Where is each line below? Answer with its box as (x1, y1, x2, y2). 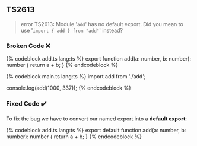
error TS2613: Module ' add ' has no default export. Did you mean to (20, 20, 184, 27)
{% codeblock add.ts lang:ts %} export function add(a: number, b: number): (6, 55, 192, 62)
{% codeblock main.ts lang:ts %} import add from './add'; (6, 73, 146, 80)
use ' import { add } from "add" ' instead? (20, 27, 123, 34)
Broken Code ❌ (6, 42, 50, 50)
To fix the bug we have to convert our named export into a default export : (6, 115, 187, 122)
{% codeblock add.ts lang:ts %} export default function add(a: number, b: (6, 127, 186, 134)
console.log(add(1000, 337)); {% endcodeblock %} (6, 84, 132, 91)
